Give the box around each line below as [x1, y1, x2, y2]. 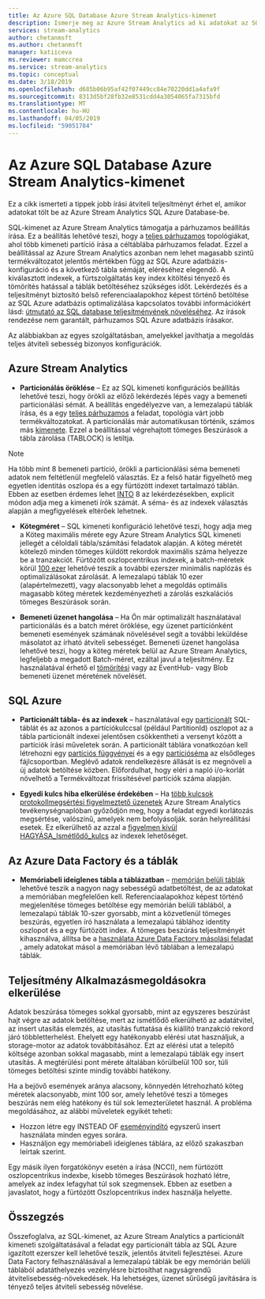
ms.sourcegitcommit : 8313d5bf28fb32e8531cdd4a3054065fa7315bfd [8, 93, 221, 100]
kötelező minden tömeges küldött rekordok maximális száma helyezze [19, 547, 248, 556]
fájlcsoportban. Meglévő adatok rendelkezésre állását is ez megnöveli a [19, 757, 252, 767]
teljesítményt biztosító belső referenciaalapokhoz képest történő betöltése [8, 290, 249, 299]
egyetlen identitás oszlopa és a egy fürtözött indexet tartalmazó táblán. [8, 480, 239, 490]
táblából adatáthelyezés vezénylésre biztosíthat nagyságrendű [8, 1265, 211, 1274]
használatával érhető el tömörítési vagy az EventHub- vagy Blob [19, 662, 229, 672]
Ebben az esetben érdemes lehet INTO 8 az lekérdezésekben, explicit [8, 489, 234, 498]
